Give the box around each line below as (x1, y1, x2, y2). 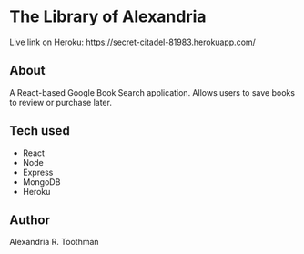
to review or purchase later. (9, 97, 112, 107)
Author (9, 212, 50, 228)
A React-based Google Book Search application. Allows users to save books (9, 86, 296, 97)
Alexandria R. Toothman (9, 237, 99, 248)
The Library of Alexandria (9, 6, 207, 27)
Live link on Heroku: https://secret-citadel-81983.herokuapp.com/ (9, 36, 257, 47)
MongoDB (22, 176, 61, 188)
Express (22, 167, 54, 178)
